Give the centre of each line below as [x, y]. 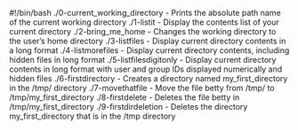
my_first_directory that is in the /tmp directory [93, 116]
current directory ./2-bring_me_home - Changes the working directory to [143, 31]
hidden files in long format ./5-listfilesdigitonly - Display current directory [143, 60]
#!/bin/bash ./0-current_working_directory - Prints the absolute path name [145, 13]
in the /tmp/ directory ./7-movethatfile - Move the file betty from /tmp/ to [142, 88]
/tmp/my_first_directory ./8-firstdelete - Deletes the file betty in [125, 97]
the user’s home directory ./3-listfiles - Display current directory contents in [148, 41]
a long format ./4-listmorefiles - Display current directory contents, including [149, 50]
